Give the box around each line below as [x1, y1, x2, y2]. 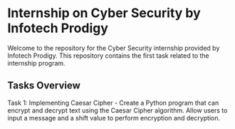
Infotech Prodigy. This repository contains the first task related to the [7, 51, 210, 60]
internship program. [7, 58, 66, 67]
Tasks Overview [7, 80, 80, 92]
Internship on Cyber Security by [7, 5, 201, 21]
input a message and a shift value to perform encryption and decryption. [7, 113, 221, 122]
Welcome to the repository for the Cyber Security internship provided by [7, 43, 220, 52]
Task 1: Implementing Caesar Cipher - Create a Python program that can [7, 98, 219, 107]
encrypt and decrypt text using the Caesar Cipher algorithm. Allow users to [7, 105, 228, 115]
